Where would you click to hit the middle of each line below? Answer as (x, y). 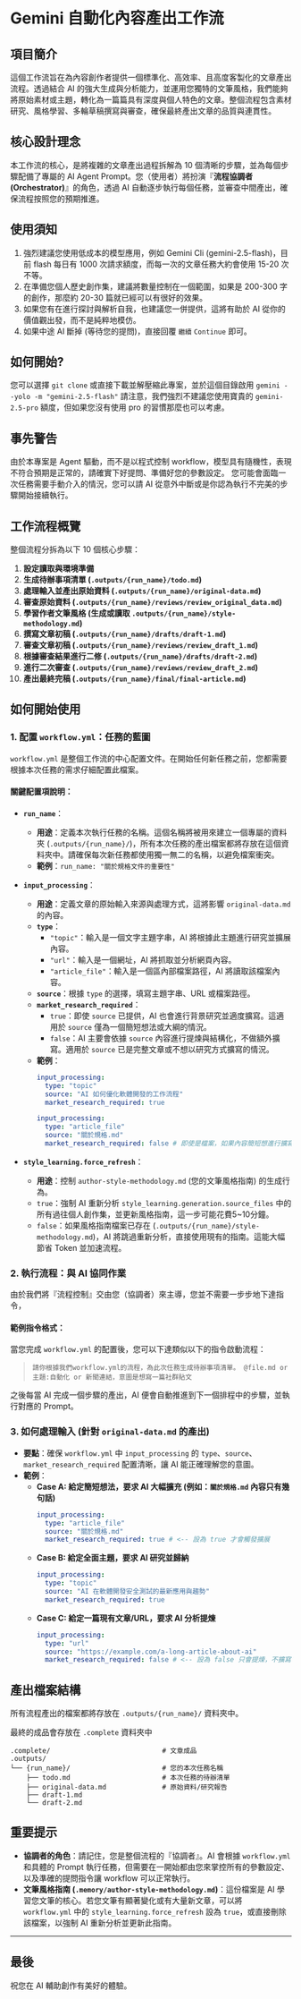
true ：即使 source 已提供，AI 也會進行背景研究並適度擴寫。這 (163, 1016)
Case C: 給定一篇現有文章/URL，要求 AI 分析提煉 (126, 1618)
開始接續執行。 (45, 495)
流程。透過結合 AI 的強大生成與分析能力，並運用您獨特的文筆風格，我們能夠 (149, 89)
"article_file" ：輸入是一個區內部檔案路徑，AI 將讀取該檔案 (161, 971)
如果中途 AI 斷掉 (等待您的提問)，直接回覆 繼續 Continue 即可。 (138, 331)
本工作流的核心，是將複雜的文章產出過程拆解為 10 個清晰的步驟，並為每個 (146, 165)
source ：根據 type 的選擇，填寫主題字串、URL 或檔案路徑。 (146, 993)
